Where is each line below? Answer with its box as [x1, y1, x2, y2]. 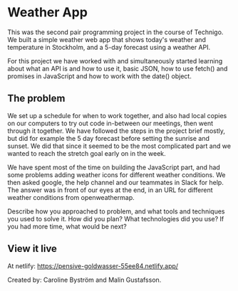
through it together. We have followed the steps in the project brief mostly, [7, 126, 226, 135]
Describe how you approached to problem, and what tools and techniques [7, 207, 225, 216]
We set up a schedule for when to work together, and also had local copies [7, 111, 227, 120]
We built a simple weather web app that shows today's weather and [7, 35, 207, 43]
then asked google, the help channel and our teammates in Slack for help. [7, 178, 224, 186]
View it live [7, 243, 57, 255]
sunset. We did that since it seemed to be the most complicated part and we [7, 142, 232, 150]
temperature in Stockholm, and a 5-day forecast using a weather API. [7, 43, 211, 51]
